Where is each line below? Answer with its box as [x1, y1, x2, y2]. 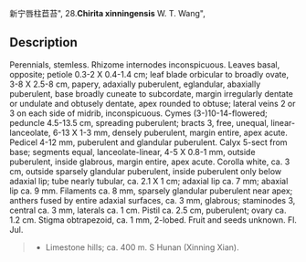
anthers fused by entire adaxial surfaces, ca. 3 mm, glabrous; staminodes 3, [9, 194, 296, 205]
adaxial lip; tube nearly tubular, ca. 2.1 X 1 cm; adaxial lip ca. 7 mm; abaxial [9, 175, 289, 186]
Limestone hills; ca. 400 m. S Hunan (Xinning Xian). [45, 241, 239, 253]
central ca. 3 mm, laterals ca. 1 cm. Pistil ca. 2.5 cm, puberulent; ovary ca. [9, 204, 287, 215]
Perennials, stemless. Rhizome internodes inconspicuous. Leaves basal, [9, 58, 280, 70]
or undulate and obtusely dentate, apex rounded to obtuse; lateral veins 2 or [9, 98, 296, 109]
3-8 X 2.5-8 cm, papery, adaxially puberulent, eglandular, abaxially [9, 79, 261, 89]
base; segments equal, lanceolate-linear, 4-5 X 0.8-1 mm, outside [9, 146, 256, 157]
